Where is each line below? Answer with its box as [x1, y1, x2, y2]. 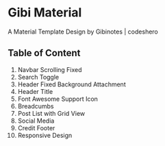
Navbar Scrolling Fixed [17, 65, 82, 73]
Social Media [17, 117, 55, 125]
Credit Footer [17, 123, 55, 132]
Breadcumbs [17, 101, 54, 110]
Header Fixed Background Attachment [17, 80, 126, 88]
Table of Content [8, 47, 81, 59]
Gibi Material [8, 5, 82, 21]
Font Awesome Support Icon [17, 95, 99, 103]
